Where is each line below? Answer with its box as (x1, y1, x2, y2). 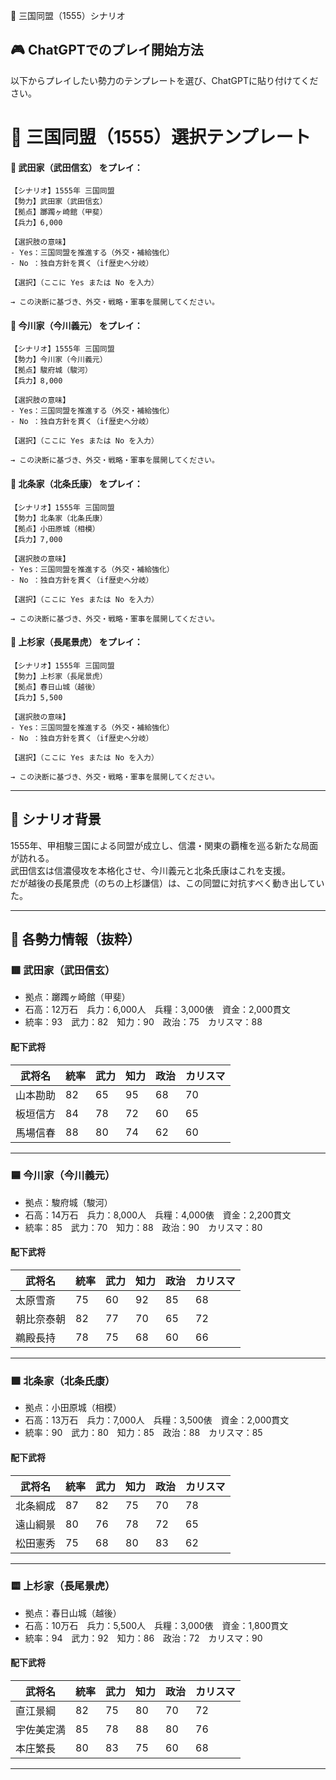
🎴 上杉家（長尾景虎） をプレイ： (10, 636, 143, 648)
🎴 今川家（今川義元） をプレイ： (10, 319, 143, 331)
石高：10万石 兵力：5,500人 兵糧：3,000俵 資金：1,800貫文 (24, 1619, 289, 1631)
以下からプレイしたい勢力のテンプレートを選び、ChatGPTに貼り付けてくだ (10, 74, 319, 86)
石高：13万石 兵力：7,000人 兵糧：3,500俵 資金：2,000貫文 (24, 1414, 290, 1426)
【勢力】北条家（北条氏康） (10, 513, 108, 523)
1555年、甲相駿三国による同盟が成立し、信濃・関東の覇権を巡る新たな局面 (10, 839, 319, 851)
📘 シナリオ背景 (10, 811, 102, 828)
